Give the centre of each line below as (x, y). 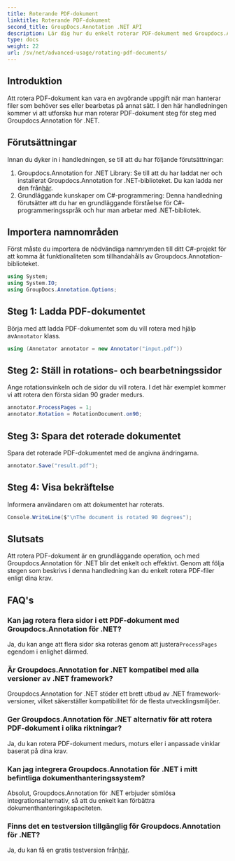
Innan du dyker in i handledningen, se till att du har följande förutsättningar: (115, 159)
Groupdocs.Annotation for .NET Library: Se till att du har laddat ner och (120, 173)
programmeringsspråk (50, 210)
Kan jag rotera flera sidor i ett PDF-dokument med (93, 620)
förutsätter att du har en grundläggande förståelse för (95, 202)
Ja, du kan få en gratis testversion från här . (68, 850)
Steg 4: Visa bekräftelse (61, 488)
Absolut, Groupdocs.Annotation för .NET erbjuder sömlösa (92, 793)
